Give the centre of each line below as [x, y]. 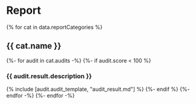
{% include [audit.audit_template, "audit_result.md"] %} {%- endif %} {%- [98, 89]
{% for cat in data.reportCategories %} [55, 27]
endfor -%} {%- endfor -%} [41, 96]
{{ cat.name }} [34, 46]
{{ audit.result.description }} [49, 76]
